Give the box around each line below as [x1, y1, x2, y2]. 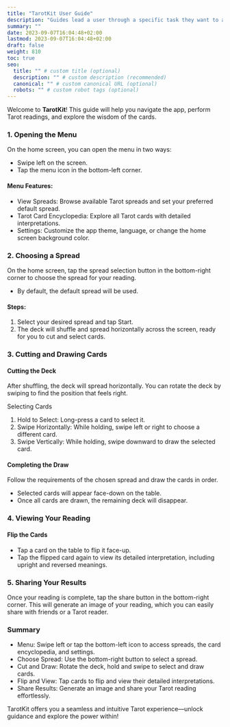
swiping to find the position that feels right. [7, 389, 128, 397]
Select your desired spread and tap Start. [16, 318, 133, 326]
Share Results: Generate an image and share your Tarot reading [16, 684, 196, 693]
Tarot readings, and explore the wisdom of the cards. [7, 113, 157, 121]
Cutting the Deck [7, 367, 57, 375]
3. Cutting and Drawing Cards [7, 349, 107, 359]
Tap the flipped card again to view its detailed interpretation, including [16, 553, 215, 562]
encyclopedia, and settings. [16, 648, 95, 656]
